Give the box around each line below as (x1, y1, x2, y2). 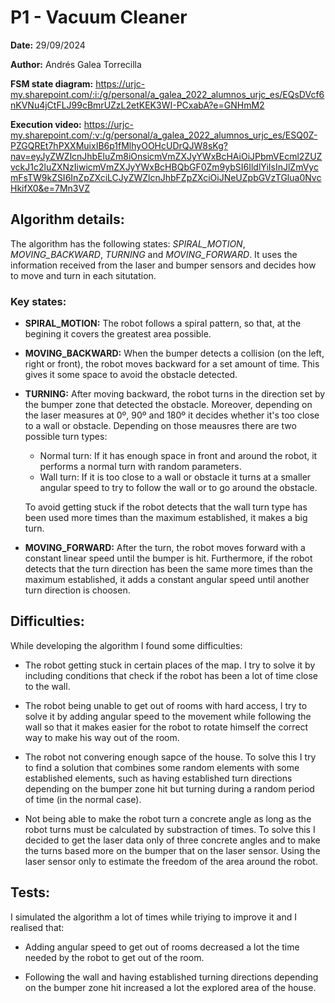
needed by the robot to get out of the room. (24, 951, 205, 963)
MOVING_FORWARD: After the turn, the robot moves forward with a (24, 542, 306, 554)
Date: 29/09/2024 (10, 39, 86, 51)
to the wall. (24, 680, 71, 692)
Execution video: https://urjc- (10, 118, 134, 130)
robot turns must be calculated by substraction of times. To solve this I (24, 823, 316, 835)
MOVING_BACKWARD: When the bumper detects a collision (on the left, (24, 347, 325, 360)
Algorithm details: (10, 211, 125, 228)
